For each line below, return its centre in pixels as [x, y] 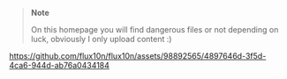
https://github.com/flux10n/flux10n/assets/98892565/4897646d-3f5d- [138, 56]
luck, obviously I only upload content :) [101, 39]
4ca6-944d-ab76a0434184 [60, 65]
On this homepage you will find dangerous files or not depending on [155, 29]
